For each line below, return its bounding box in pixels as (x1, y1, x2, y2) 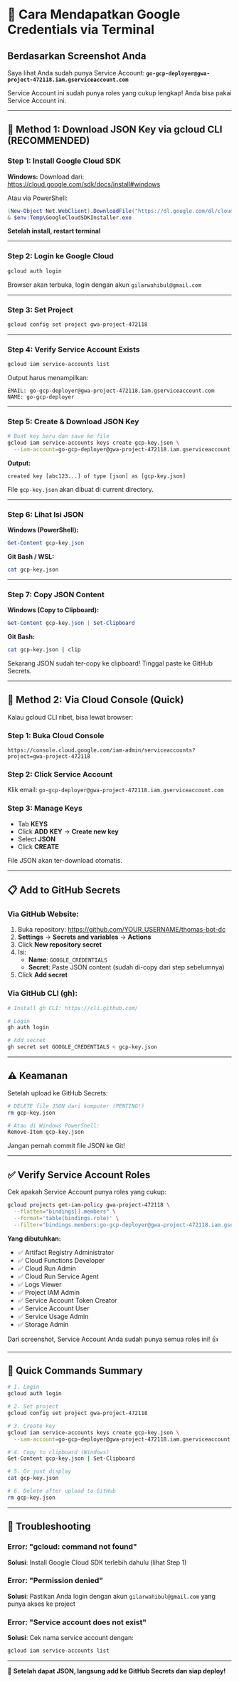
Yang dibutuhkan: (7, 1234, 62, 1243)
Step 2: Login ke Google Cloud (7, 251, 114, 261)
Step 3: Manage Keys (7, 804, 83, 814)
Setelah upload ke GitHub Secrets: (7, 1088, 108, 1097)
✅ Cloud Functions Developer (17, 1256, 105, 1264)
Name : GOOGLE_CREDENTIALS (28, 955, 108, 964)
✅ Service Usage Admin (17, 1312, 89, 1320)
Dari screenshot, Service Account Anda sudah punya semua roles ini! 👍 (7, 1335, 218, 1343)
